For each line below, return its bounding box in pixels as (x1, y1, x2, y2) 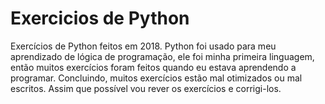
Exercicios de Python (10, 7, 190, 30)
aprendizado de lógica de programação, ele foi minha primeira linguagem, (10, 50, 315, 62)
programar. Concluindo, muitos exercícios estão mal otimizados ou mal (10, 72, 303, 84)
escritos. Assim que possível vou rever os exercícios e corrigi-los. (10, 82, 282, 94)
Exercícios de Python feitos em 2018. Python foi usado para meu (10, 40, 277, 52)
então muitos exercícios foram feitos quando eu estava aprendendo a (10, 61, 297, 73)
